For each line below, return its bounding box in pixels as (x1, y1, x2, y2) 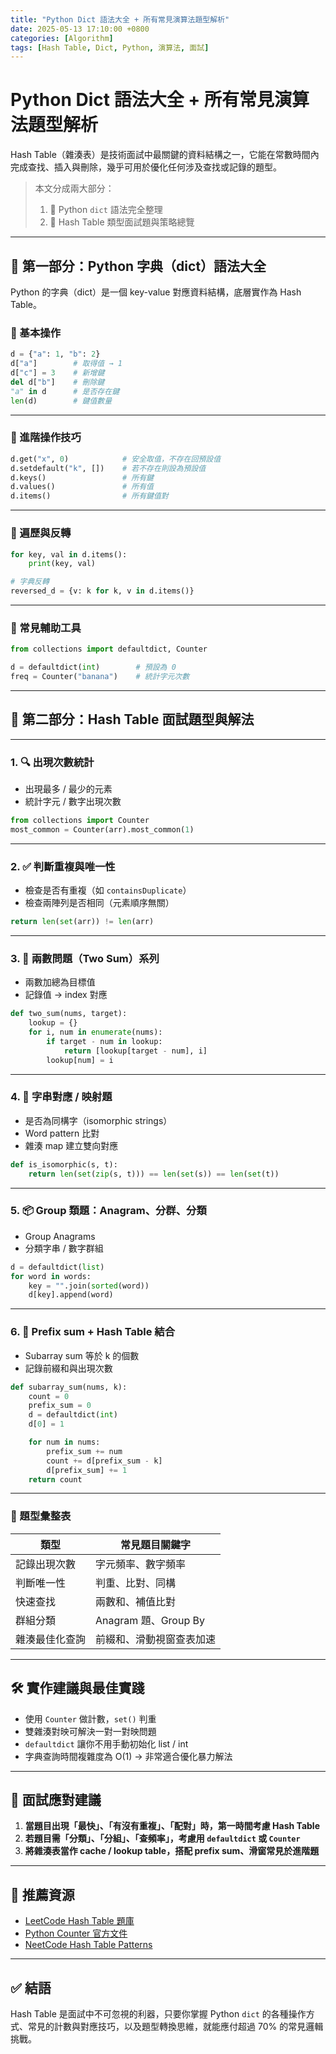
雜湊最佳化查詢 (15, 1632, 87, 1646)
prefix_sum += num (46, 1446, 123, 1456)
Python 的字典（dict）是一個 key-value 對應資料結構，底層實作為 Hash (10, 286, 302, 298)
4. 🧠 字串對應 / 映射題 (10, 1090, 113, 1104)
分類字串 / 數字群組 (24, 1242, 104, 1254)
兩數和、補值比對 (95, 1594, 177, 1608)
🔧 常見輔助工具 (10, 621, 82, 635)
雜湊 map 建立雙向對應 (24, 1139, 119, 1151)
